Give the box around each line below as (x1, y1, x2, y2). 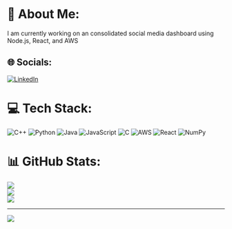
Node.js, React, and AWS (7, 36, 79, 44)
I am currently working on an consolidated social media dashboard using (7, 29, 214, 37)
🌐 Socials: (7, 57, 52, 68)
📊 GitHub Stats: (7, 154, 101, 169)
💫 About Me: (7, 6, 80, 22)
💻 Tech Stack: (7, 100, 93, 116)
